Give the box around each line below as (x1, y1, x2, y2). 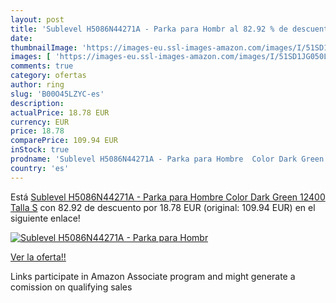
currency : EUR (10, 117, 70, 127)
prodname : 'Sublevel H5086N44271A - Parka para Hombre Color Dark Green (10, 154, 325, 164)
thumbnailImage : (10, 42, 78, 53)
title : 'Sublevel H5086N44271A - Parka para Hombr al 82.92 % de (10, 24, 288, 34)
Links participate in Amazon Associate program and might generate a (10, 270, 296, 282)
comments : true (10, 61, 74, 71)
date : (10, 33, 33, 43)
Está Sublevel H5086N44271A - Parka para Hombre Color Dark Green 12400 (10, 191, 326, 203)
